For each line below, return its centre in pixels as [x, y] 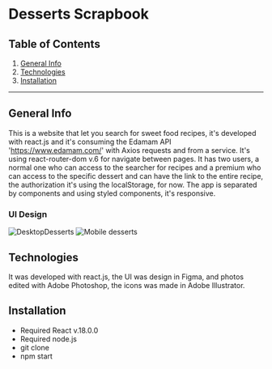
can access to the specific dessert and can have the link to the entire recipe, [136, 176]
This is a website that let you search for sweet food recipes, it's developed [132, 133]
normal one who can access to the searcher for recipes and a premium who [135, 168]
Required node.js [48, 339]
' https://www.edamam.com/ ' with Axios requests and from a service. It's [130, 150]
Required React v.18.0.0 [59, 330]
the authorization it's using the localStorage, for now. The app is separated [133, 184]
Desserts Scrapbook [79, 14]
